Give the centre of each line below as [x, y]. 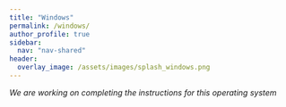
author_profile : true [50, 34]
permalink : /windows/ [50, 26]
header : [24, 59]
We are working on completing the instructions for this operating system [143, 92]
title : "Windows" [42, 17]
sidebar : [26, 42]
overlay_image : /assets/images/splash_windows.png [114, 68]
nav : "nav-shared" [52, 51]
